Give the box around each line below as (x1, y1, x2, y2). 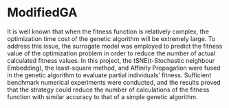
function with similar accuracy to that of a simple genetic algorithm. (7, 92, 198, 100)
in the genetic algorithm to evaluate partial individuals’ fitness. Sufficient (7, 70, 212, 79)
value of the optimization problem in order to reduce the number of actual (7, 49, 216, 57)
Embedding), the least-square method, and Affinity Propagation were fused (7, 64, 221, 72)
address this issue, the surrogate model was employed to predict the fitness (7, 42, 223, 50)
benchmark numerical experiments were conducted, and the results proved (7, 78, 221, 86)
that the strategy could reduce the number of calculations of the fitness (7, 85, 210, 94)
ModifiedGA (7, 5, 78, 21)
